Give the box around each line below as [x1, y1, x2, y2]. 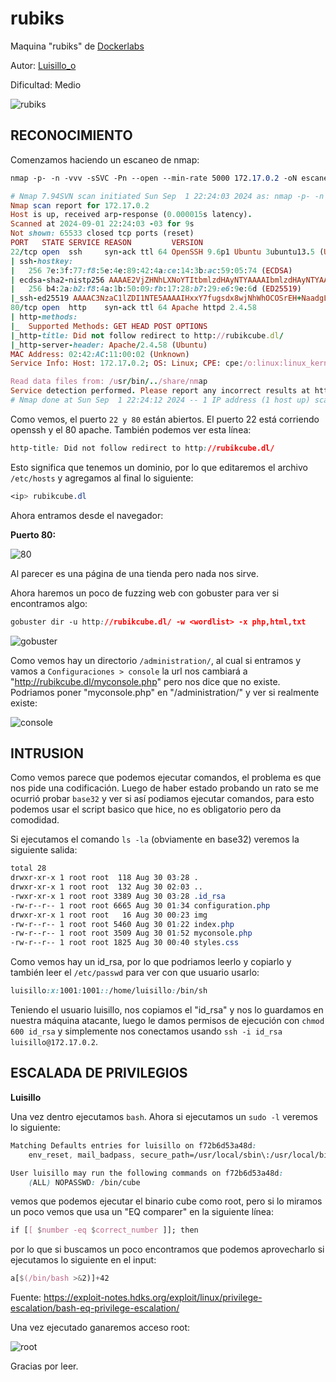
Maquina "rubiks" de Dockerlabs [10, 40, 145, 52]
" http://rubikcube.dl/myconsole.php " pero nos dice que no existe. [10, 675, 281, 687]
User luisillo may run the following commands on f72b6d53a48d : [10, 1168, 284, 1178]
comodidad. [10, 814, 60, 826]
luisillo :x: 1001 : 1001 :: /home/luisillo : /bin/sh [10, 986, 208, 996]
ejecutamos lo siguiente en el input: [10, 1254, 157, 1266]
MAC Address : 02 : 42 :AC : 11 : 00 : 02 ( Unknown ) [10, 349, 190, 359]
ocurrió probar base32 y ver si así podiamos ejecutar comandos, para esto [10, 793, 315, 805]
